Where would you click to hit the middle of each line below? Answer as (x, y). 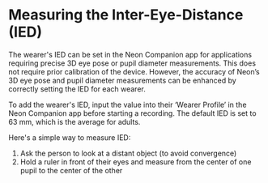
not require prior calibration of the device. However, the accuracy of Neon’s (134, 71)
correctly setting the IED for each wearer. (77, 89)
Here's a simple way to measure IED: (70, 137)
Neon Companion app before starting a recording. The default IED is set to (132, 113)
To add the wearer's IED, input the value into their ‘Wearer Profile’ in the (128, 104)
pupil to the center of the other (71, 170)
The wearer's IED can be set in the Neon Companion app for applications (130, 54)
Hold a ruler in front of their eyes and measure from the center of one (136, 162)
